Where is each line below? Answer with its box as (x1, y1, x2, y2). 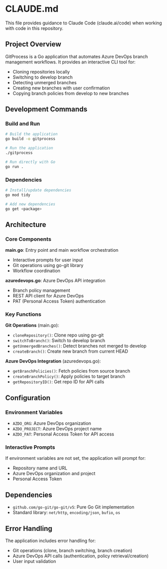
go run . (5, 164, 24, 169)
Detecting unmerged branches (12, 79, 77, 85)
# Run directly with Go (5, 159, 56, 164)
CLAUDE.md (5, 3, 59, 15)
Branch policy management (12, 287, 71, 293)
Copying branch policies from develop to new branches (12, 90, 129, 96)
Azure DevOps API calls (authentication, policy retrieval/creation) (12, 553, 149, 559)
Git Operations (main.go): (5, 322, 59, 328)
